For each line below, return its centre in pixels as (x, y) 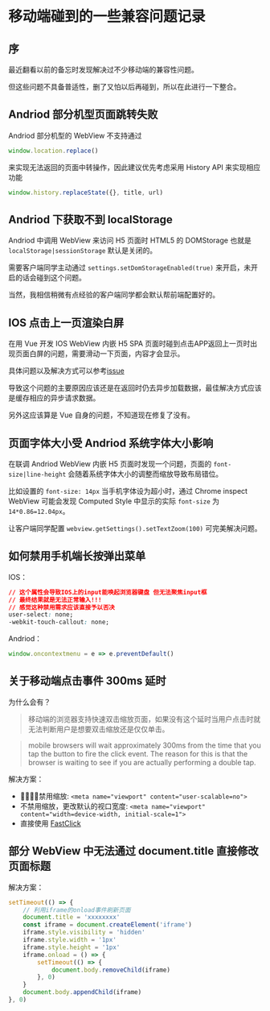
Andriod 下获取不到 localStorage (90, 220)
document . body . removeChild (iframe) (111, 970)
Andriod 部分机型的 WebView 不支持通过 (75, 135)
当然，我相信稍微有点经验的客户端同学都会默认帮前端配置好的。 (114, 295)
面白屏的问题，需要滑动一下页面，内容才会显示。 (103, 354)
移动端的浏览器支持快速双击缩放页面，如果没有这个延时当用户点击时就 (144, 719)
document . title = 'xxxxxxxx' (72, 918)
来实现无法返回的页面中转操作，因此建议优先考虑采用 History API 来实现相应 (135, 167)
